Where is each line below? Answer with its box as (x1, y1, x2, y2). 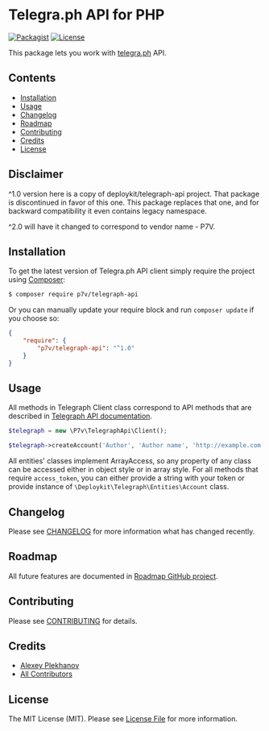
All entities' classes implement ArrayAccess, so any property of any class (8, 456, 252, 466)
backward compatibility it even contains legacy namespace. (8, 206, 207, 215)
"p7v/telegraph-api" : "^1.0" (37, 344, 135, 352)
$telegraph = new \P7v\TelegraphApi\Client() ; (8, 427, 168, 435)
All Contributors (19, 669, 72, 679)
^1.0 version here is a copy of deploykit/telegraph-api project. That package (8, 189, 260, 198)
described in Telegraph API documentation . (8, 411, 153, 421)
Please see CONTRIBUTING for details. (8, 616, 139, 625)
